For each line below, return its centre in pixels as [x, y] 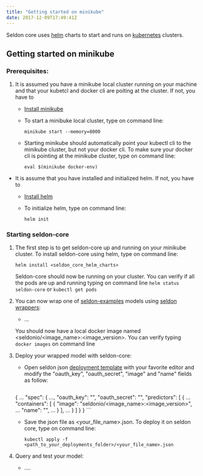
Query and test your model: [49, 456]
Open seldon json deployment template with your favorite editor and [109, 367]
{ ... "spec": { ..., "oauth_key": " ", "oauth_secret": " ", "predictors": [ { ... [103, 397]
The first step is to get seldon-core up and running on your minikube [101, 248]
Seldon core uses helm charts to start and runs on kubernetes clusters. [95, 35]
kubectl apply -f [46, 440]
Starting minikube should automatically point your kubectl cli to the [107, 143]
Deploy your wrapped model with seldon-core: [73, 356]
